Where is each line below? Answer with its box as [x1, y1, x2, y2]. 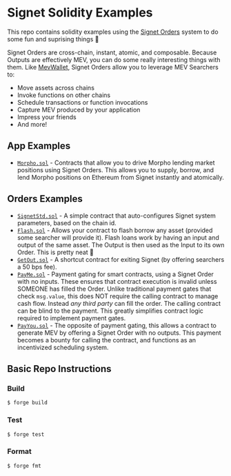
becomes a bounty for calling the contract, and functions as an [17, 335, 197, 344]
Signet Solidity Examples [7, 5, 153, 21]
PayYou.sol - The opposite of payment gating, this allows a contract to [17, 321, 217, 329]
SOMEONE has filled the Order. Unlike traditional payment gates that [17, 284, 212, 293]
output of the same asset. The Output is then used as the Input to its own [17, 240, 225, 249]
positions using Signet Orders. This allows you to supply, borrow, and [17, 165, 214, 174]
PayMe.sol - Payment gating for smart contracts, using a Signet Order [17, 270, 214, 278]
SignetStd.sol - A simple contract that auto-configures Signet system [17, 211, 216, 220]
